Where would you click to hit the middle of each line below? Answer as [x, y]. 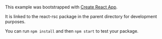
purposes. [15, 22]
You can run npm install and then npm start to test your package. [72, 31]
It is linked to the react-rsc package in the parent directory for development [81, 16]
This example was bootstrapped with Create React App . [61, 7]
